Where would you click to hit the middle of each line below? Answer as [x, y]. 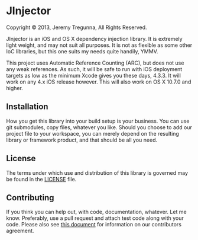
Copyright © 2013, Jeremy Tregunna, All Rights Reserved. [77, 27]
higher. [15, 88]
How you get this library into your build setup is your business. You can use [98, 121]
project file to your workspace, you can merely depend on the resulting [92, 133]
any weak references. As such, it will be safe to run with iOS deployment [94, 69]
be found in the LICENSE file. [41, 179]
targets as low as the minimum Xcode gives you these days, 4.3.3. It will [94, 75]
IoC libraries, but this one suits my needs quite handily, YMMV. [82, 51]
